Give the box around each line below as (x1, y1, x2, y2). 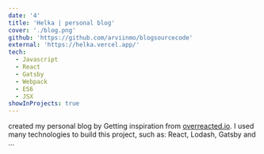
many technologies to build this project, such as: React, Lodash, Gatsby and (8, 130, 256, 139)
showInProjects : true (8, 100, 80, 107)
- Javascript (15, 56, 59, 64)
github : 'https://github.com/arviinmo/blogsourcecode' (8, 33, 193, 42)
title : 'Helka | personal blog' (8, 19, 115, 27)
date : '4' (8, 11, 41, 20)
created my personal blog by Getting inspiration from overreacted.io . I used (8, 122, 254, 131)
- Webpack (15, 77, 48, 85)
